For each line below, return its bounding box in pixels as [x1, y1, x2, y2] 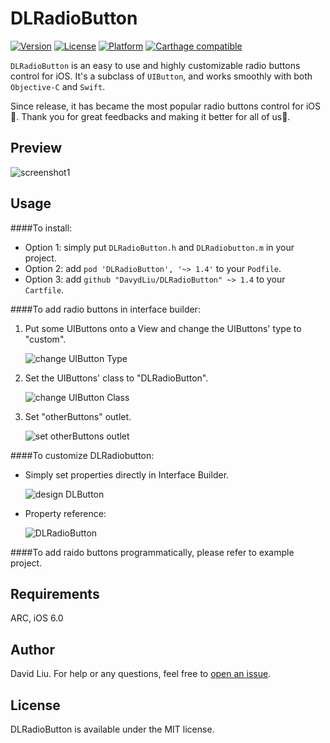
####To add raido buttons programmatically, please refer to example [10, 546, 295, 558]
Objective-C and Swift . [10, 80, 106, 92]
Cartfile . [24, 283, 65, 296]
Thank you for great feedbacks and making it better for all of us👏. [21, 110, 291, 122]
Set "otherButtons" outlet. [24, 410, 132, 422]
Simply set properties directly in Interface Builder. [24, 468, 230, 481]
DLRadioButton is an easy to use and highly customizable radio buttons [10, 59, 301, 71]
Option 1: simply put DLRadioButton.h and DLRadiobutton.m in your [24, 241, 295, 253]
